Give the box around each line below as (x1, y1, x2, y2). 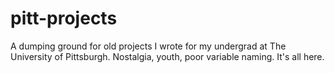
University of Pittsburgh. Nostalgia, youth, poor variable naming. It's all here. (10, 50, 325, 62)
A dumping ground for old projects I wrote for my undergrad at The (10, 40, 287, 52)
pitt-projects (10, 7, 118, 30)
